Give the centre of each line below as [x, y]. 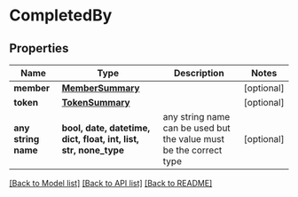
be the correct [192, 150]
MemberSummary [101, 88]
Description [199, 73]
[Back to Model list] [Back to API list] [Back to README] [111, 183]
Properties [39, 48]
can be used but [196, 128]
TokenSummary [96, 102]
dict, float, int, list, [100, 139]
